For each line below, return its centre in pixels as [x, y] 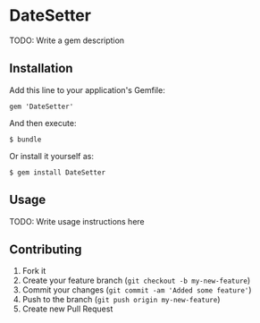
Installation [41, 68]
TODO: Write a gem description [67, 40]
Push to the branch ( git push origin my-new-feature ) [121, 300]
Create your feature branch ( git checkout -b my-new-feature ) [136, 280]
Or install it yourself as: [51, 156]
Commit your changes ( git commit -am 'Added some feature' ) [137, 290]
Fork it [34, 271]
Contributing [46, 249]
